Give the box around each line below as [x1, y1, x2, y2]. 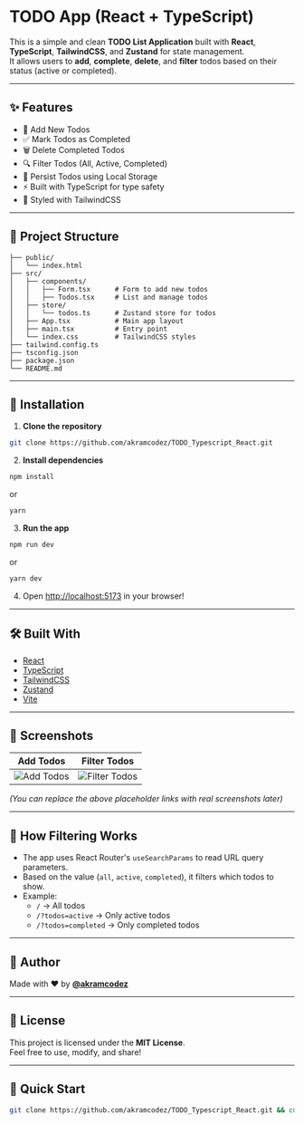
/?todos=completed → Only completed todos [35, 919, 200, 930]
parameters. [22, 862, 69, 873]
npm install [9, 473, 54, 482]
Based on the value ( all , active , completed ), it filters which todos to [22, 871, 274, 882]
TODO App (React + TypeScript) [9, 6, 254, 27]
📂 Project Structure [9, 229, 119, 245]
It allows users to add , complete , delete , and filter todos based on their [9, 55, 278, 66]
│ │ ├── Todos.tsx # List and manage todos [9, 293, 208, 302]
